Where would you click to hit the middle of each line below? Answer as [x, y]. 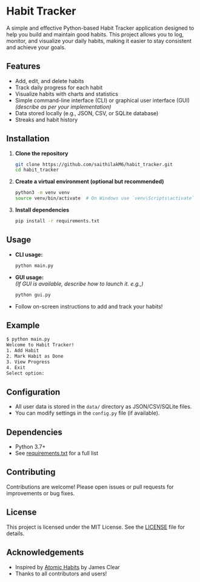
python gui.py [33, 295]
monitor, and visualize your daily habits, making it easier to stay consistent [99, 41]
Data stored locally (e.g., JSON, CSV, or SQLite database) [87, 113]
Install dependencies [42, 210]
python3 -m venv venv [42, 193]
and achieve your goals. [36, 47]
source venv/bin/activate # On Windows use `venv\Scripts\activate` [105, 198]
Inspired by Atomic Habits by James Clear [67, 567]
